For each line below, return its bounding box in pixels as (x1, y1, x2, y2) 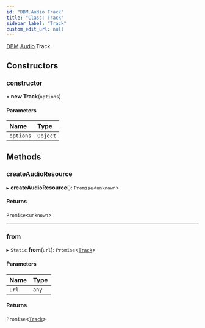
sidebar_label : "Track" (6, 20, 67, 26)
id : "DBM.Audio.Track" (6, 9, 64, 15)
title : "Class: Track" (6, 15, 64, 21)
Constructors (6, 60, 59, 71)
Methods (6, 151, 41, 162)
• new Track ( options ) (6, 92, 61, 100)
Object (37, 133, 57, 139)
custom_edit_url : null (6, 26, 64, 32)
